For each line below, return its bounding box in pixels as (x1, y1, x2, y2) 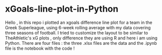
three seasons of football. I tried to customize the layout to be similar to (5, 30, 148, 36)
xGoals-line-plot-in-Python (5, 3, 119, 15)
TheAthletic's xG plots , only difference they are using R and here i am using (5, 35, 158, 41)
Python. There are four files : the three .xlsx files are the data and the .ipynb (5, 40, 157, 46)
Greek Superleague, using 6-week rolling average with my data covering (5, 24, 151, 30)
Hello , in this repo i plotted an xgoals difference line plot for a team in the (5, 19, 153, 25)
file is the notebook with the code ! (5, 45, 75, 51)
